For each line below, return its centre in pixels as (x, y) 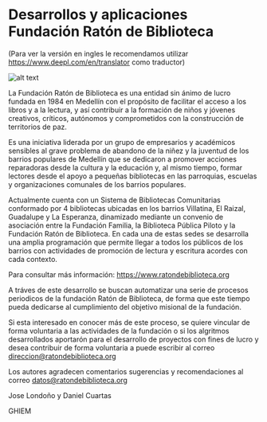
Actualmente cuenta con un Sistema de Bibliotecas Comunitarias (114, 200)
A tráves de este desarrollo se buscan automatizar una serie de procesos (128, 290)
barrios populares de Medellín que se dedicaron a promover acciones (123, 159)
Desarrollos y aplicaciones (98, 15)
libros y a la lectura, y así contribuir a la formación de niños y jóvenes (122, 110)
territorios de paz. (38, 127)
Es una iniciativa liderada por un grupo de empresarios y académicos (122, 142)
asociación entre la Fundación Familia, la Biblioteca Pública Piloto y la (122, 225)
